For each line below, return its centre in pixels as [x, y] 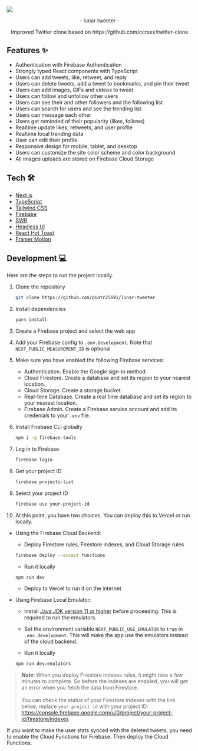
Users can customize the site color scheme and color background [95, 152]
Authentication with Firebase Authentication [68, 64]
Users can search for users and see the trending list [78, 109]
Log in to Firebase [37, 449]
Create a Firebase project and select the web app [75, 331]
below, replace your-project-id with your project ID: [85, 706]
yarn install [31, 320]
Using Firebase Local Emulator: [53, 600]
